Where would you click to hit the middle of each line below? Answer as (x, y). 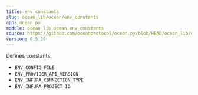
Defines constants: (29, 56)
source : (16, 34)
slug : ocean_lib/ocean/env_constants (52, 17)
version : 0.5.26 (26, 39)
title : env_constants (33, 12)
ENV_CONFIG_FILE (34, 68)
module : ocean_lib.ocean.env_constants (55, 28)
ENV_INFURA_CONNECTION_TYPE (49, 80)
